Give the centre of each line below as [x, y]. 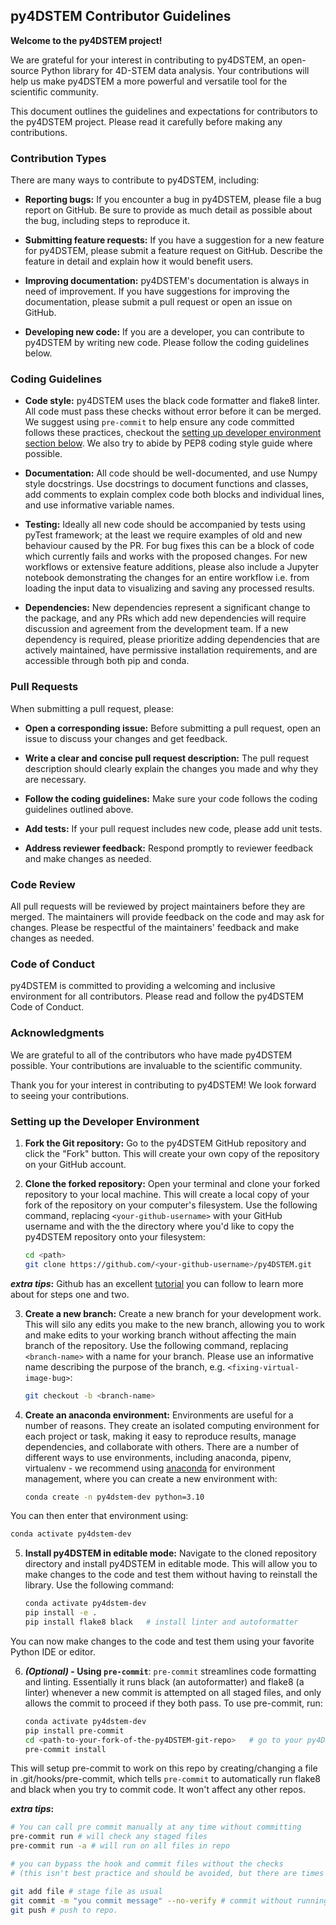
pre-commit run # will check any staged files [109, 1837]
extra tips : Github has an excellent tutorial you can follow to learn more [157, 1283]
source [25, 70]
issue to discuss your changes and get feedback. [126, 738]
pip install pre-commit [74, 1730]
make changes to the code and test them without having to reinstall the [171, 1575]
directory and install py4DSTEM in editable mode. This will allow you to [171, 1564]
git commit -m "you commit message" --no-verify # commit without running [169, 1900]
